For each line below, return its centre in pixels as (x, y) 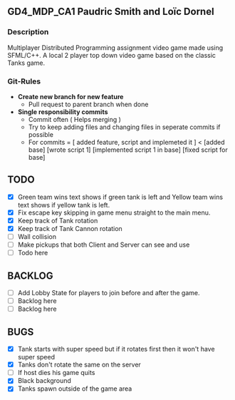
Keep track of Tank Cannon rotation (70, 228)
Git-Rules (24, 81)
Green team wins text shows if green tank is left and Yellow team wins (120, 197)
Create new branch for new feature (70, 96)
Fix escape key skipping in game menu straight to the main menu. (114, 212)
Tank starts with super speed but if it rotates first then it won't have (116, 349)
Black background (44, 381)
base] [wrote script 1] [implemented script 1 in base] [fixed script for (128, 150)
